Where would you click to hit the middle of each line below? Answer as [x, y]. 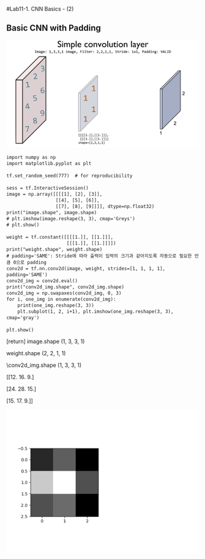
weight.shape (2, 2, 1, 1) [36, 353]
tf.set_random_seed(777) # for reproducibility [69, 175]
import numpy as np [31, 157]
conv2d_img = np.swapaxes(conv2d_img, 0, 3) [64, 293]
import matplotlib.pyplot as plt [49, 163]
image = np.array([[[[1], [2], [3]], [54, 194]
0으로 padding [30, 262]
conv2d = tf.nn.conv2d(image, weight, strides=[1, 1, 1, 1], [86, 268]
